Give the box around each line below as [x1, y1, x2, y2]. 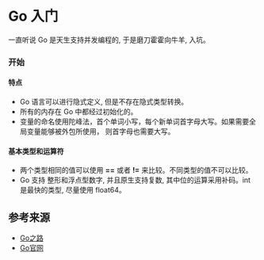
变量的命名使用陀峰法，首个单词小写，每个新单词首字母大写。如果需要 [19, 117, 250, 127]
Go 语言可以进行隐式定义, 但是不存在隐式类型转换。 [19, 97, 189, 107]
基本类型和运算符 [8, 146, 64, 155]
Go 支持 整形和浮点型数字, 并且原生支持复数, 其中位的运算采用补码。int [19, 175, 251, 185]
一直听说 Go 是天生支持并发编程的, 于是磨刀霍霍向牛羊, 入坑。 [8, 35, 210, 44]
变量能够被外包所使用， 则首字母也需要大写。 [26, 127, 175, 136]
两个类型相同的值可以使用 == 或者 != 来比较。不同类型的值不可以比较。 [19, 166, 253, 175]
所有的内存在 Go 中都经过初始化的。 [19, 107, 138, 117]
